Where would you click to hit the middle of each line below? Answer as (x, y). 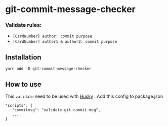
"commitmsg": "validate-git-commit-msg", (56, 110)
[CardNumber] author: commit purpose (52, 36)
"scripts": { (19, 106)
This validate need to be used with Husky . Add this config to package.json (84, 96)
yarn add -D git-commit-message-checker (49, 69)
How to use (23, 84)
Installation (23, 57)
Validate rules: (24, 25)
